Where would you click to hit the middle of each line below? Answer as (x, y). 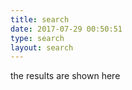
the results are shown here (65, 76)
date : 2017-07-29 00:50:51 (66, 29)
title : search (40, 19)
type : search (37, 38)
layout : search (42, 47)
